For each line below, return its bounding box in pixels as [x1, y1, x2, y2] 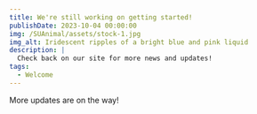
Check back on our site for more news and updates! [17, 54, 213, 63]
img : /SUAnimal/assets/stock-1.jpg [9, 29, 141, 38]
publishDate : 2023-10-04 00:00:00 [9, 21, 138, 30]
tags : [9, 63, 29, 72]
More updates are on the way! [9, 95, 119, 105]
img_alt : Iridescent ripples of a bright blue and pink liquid [9, 37, 249, 47]
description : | [9, 46, 66, 55]
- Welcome [17, 71, 53, 80]
